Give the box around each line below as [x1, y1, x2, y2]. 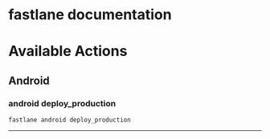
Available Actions [8, 42, 128, 61]
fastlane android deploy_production [8, 116, 131, 125]
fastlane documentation [8, 6, 172, 24]
